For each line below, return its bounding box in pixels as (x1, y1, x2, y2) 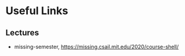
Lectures (5, 28, 39, 38)
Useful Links (5, 4, 69, 18)
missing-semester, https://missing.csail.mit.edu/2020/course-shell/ (14, 43, 179, 50)
